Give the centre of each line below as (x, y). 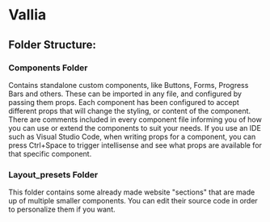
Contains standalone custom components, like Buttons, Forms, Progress (129, 85)
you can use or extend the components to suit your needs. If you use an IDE (135, 128)
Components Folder (48, 68)
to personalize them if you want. (62, 209)
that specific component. (50, 153)
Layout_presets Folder (53, 174)
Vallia (27, 15)
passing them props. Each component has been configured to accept (124, 102)
